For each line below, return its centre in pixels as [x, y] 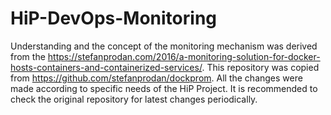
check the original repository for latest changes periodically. [134, 99]
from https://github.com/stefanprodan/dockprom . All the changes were [156, 78]
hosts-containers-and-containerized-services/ [106, 67]
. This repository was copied [260, 67]
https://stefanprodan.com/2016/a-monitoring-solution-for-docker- [184, 56]
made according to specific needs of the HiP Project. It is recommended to [164, 88]
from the [28, 56]
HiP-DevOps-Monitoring [114, 18]
